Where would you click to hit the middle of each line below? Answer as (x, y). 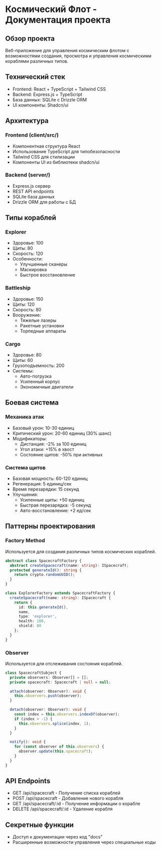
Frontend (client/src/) (32, 135)
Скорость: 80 (27, 309)
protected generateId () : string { (46, 570)
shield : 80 (30, 626)
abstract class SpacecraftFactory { (43, 561)
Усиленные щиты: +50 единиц (52, 500)
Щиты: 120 (24, 304)
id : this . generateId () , (43, 607)
